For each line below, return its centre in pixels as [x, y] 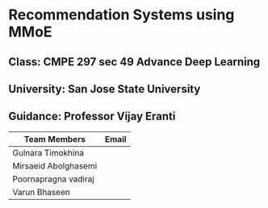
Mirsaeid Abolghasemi [55, 165]
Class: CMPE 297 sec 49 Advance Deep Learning [134, 62]
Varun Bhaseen [41, 192]
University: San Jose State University [105, 89]
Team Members [55, 139]
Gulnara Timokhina [48, 152]
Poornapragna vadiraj [53, 179]
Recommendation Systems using [121, 15]
